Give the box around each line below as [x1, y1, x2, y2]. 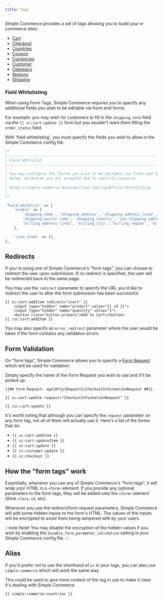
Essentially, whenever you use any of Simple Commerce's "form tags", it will [5, 480, 158, 485]
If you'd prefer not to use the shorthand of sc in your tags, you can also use [5, 562, 156, 568]
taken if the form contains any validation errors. [5, 330, 100, 336]
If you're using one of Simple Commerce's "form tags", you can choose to [5, 265, 153, 271]
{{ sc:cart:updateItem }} [12, 438, 65, 444]
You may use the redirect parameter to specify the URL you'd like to [5, 285, 143, 291]
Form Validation [5, 345, 54, 353]
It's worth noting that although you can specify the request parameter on [5, 412, 150, 418]
